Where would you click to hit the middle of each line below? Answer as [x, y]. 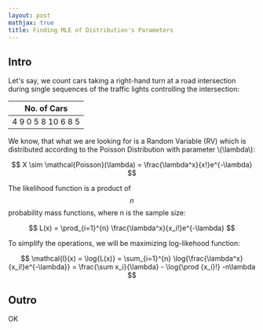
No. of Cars [46, 108]
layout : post [29, 15]
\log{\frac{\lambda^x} [208, 258]
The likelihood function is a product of [69, 189]
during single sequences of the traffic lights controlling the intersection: [124, 89]
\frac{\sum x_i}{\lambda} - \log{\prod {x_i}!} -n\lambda [167, 267]
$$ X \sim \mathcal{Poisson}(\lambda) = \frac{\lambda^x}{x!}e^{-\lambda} [132, 165]
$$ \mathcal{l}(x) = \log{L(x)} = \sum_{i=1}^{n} [96, 258]
